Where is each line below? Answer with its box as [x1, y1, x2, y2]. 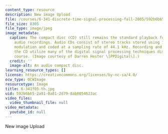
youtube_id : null [9, 109, 46, 115]
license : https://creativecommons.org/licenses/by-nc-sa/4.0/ [5, 72, 137, 77]
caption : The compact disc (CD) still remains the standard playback [9, 35, 157, 40]
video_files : [5, 95, 32, 100]
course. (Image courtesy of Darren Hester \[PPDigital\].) [14, 53, 140, 59]
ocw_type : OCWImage [5, 77, 46, 82]
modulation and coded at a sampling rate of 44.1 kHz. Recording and [14, 44, 162, 49]
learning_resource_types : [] [5, 68, 66, 73]
